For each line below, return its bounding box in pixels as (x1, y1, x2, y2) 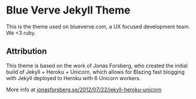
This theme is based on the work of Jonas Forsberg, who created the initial (6, 62, 188, 69)
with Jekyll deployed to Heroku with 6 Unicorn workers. (6, 74, 141, 81)
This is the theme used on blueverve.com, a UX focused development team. (6, 23, 190, 30)
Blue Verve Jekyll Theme (6, 4, 131, 17)
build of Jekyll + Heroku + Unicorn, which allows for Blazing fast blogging (6, 68, 185, 75)
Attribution (6, 47, 47, 57)
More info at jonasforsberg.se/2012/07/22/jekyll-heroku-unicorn (6, 86, 162, 93)
